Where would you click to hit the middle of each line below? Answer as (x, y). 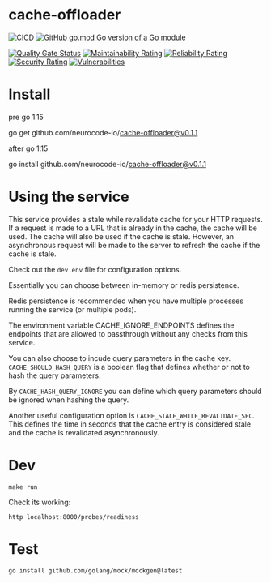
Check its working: (40, 502)
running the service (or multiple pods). (72, 309)
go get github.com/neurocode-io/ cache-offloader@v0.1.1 (103, 132)
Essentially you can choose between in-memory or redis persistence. (124, 285)
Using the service (69, 197)
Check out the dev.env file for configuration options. (95, 269)
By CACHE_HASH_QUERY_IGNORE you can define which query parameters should (135, 391)
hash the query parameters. (55, 375)
